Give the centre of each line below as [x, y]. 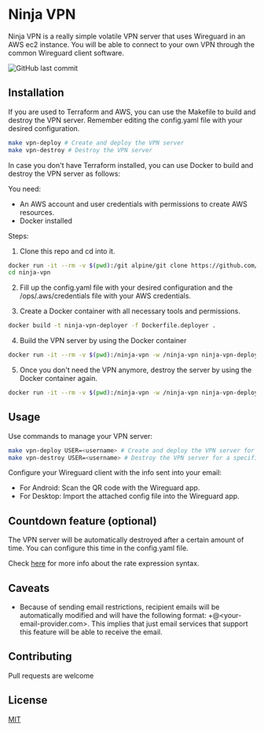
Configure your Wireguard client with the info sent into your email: [115, 473]
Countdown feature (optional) [82, 521]
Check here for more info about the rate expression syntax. [104, 564]
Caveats [29, 588]
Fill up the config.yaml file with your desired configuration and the [126, 287]
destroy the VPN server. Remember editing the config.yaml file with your [125, 120]
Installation [36, 93]
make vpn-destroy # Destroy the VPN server [81, 150]
